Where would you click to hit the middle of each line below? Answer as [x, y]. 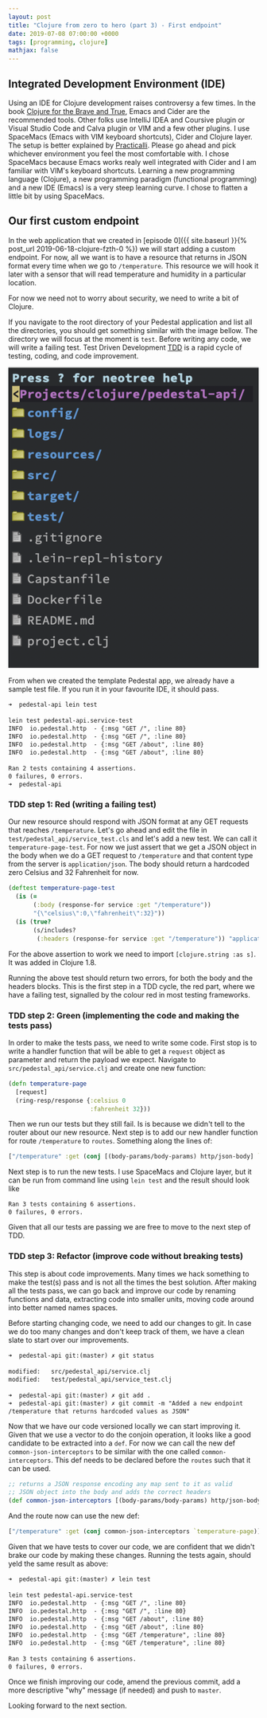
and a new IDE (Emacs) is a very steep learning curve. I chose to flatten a [128, 187]
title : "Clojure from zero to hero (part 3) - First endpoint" [115, 25]
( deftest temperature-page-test [62, 888]
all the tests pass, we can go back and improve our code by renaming [122, 1290]
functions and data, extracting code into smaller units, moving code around [131, 1299]
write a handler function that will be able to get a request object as [117, 1051]
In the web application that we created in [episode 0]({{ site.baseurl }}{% [128, 240]
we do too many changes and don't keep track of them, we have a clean [126, 1332]
